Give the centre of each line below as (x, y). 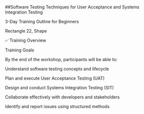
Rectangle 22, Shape (26, 31)
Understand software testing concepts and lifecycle (57, 69)
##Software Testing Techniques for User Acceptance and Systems (72, 7)
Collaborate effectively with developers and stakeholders (62, 97)
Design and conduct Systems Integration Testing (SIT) (60, 88)
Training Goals (20, 50)
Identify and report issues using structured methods (57, 106)
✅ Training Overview (26, 40)
